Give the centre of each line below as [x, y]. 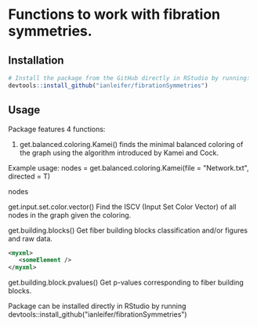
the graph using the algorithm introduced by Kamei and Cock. [119, 152]
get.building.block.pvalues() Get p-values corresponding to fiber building [126, 283]
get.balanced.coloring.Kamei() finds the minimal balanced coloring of [131, 144]
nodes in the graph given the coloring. [70, 215]
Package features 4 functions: [57, 129]
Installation [36, 60]
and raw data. [31, 238]
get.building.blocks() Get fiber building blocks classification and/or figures [128, 230]
